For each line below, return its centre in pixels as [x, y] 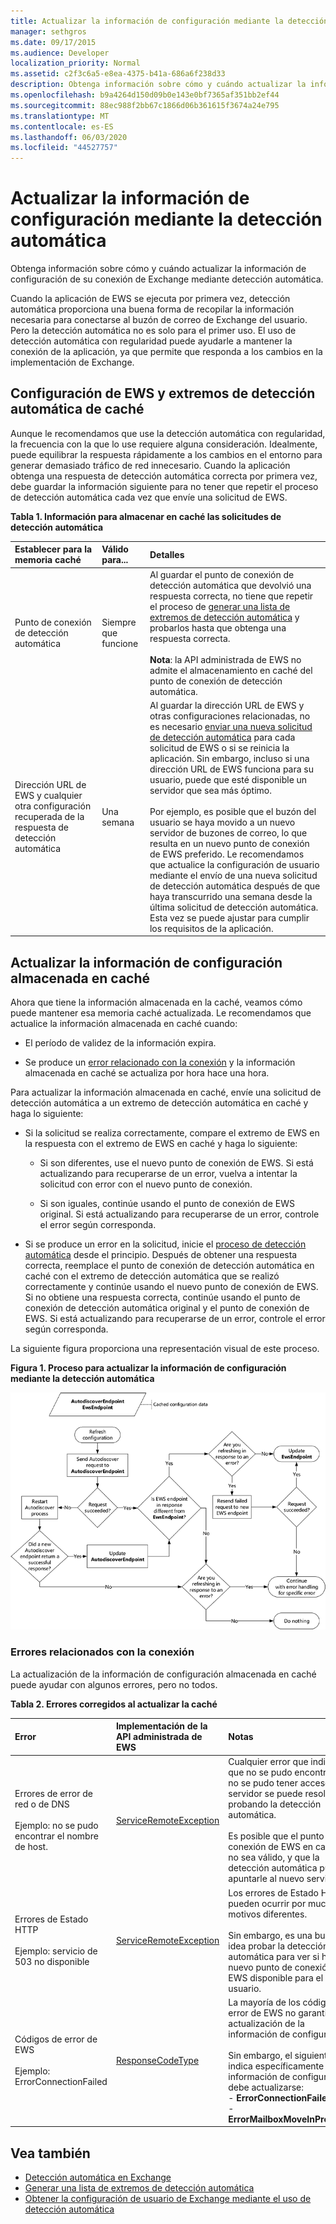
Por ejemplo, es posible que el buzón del [233, 811]
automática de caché [77, 409]
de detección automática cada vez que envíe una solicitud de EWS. [149, 497]
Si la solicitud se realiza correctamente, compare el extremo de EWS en [172, 1133]
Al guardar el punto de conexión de [222, 574]
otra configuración [53, 806]
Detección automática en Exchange [98, 2177]
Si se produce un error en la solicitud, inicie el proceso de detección [165, 1244]
